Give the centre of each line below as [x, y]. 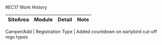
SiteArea [19, 19]
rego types [17, 37]
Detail [65, 19]
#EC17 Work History [26, 7]
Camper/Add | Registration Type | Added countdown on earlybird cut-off [81, 31]
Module [43, 19]
